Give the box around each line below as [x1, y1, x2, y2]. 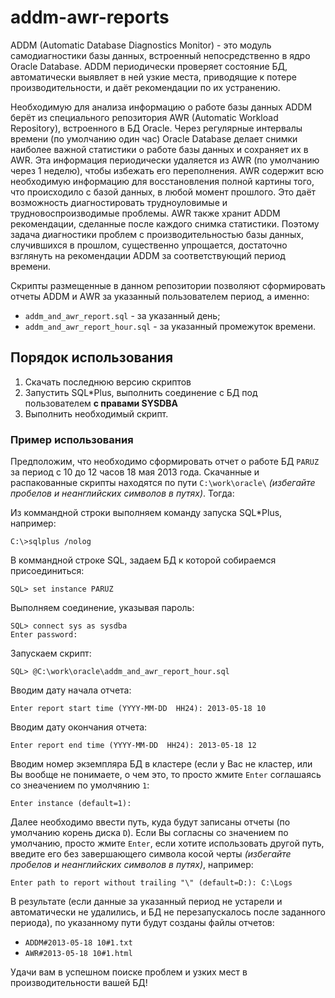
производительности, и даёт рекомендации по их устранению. [10, 81, 281, 93]
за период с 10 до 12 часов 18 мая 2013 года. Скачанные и [10, 466, 260, 478]
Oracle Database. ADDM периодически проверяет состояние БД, [10, 60, 288, 72]
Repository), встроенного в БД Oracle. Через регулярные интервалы [10, 122, 303, 134]
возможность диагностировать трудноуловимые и [10, 196, 228, 208]
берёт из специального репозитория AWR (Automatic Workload [10, 111, 279, 123]
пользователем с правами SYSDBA [24, 397, 178, 409]
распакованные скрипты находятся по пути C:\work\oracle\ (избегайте [10, 477, 316, 489]
